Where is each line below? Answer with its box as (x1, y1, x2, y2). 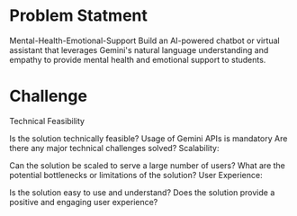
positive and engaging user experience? (9, 196, 158, 207)
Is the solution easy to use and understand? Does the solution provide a (9, 186, 275, 198)
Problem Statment (9, 5, 148, 26)
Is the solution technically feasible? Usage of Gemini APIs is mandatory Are (9, 132, 288, 144)
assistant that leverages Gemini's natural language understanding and (9, 44, 269, 55)
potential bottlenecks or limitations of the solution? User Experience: (9, 169, 263, 180)
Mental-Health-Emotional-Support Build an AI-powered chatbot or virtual (9, 35, 281, 46)
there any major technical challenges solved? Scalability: (9, 142, 220, 153)
